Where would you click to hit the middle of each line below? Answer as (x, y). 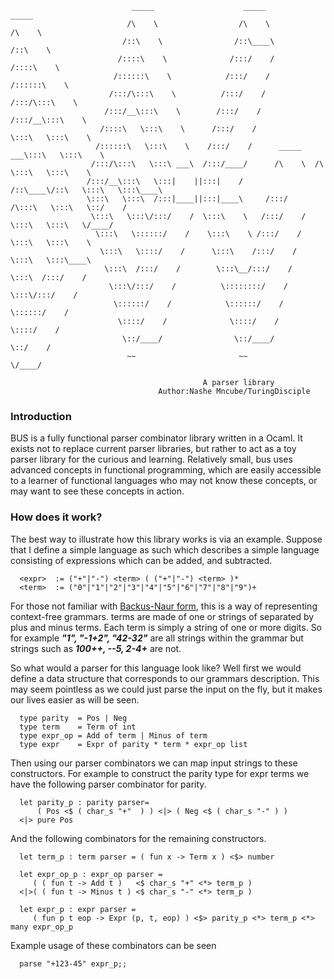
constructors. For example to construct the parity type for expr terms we (160, 773)
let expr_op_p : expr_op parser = (91, 874)
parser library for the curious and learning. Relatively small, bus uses (151, 459)
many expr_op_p (42, 927)
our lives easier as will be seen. (75, 699)
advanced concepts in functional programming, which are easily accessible (166, 470)
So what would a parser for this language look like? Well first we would (156, 668)
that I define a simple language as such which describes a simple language (165, 549)
